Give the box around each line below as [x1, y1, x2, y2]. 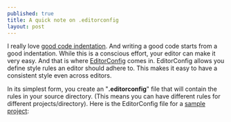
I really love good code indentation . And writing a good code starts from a [7, 42, 218, 51]
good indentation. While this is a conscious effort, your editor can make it [7, 49, 216, 58]
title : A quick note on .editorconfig [7, 17, 119, 24]
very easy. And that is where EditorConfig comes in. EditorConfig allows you [7, 57, 225, 65]
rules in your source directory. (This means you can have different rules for [7, 92, 221, 101]
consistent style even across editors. [7, 71, 112, 80]
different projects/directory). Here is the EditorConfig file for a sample [7, 100, 206, 108]
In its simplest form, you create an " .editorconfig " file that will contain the [7, 85, 218, 94]
